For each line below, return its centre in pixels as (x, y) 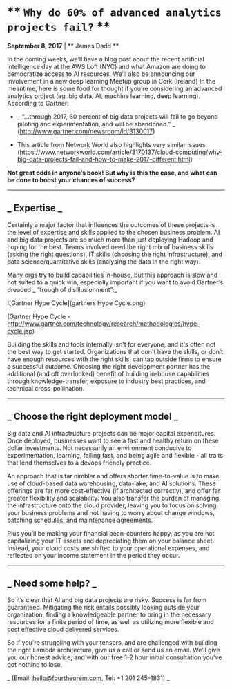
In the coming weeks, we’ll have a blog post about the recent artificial (106, 59)
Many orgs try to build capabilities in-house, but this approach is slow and (113, 275)
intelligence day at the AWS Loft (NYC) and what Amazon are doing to (106, 66)
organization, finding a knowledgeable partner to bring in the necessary (109, 614)
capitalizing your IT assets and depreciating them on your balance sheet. (111, 541)
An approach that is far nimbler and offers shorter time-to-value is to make (113, 476)
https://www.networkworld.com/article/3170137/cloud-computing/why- (121, 152)
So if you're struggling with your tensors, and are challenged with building (112, 643)
